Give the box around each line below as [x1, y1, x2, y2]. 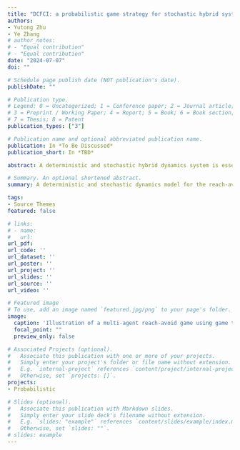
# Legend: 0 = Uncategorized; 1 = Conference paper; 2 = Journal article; [7, 103, 235, 110]
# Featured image [7, 299, 59, 307]
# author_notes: [7, 37, 56, 44]
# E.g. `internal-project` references [7, 366, 130, 373]
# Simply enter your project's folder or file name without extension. [7, 359, 232, 366]
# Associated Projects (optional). [7, 346, 114, 353]
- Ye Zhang [7, 30, 40, 38]
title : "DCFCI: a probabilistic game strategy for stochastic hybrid [7, 10, 219, 18]
